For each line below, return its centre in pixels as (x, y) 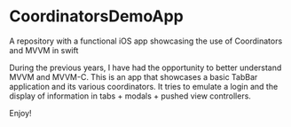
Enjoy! (21, 113)
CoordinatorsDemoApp (96, 16)
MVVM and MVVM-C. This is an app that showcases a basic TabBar (134, 76)
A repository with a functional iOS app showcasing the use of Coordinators (146, 41)
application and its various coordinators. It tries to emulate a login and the (144, 86)
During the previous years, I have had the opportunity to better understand (145, 67)
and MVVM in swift (44, 50)
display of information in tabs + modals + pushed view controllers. (130, 96)
